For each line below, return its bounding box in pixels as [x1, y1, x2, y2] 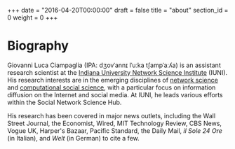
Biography [7, 38, 69, 54]
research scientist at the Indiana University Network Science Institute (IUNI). [7, 68, 228, 76]
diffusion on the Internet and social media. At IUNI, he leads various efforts [7, 90, 223, 99]
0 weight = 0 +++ [7, 13, 58, 22]
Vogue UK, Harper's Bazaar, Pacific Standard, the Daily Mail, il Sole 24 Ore [7, 126, 223, 135]
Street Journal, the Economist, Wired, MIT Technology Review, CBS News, [7, 119, 222, 127]
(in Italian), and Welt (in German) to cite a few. [7, 134, 140, 142]
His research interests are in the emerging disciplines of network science [7, 76, 219, 84]
